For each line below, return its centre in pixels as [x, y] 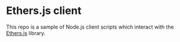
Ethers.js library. [26, 33]
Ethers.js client [44, 11]
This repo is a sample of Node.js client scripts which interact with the [90, 27]
